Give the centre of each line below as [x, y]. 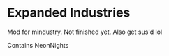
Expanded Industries [69, 13]
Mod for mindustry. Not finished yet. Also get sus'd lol [85, 32]
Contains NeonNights [38, 45]
